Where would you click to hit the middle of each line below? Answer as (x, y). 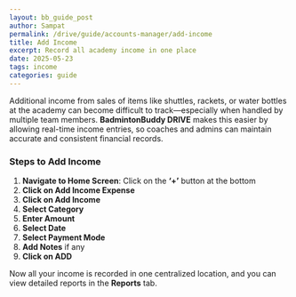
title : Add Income (43, 42)
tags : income (33, 68)
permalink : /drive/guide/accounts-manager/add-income (111, 34)
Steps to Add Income (55, 161)
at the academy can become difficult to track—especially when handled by (146, 110)
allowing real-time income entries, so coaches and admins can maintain (140, 129)
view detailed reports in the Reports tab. (83, 283)
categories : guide (43, 76)
